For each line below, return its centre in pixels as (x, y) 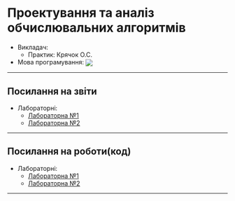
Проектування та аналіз (81, 13)
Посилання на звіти (52, 91)
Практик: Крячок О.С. (60, 55)
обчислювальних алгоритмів (97, 28)
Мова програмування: (51, 62)
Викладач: (33, 47)
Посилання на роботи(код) (69, 152)
